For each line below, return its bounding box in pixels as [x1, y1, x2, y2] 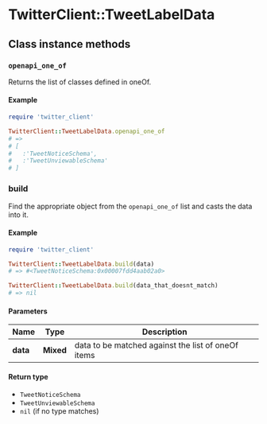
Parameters [8, 306, 48, 316]
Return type [8, 371, 49, 381]
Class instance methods [8, 37, 131, 51]
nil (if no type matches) [19, 406, 99, 416]
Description [141, 326, 188, 337]
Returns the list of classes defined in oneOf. [8, 77, 152, 87]
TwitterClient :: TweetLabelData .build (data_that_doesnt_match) [8, 282, 219, 290]
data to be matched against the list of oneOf [74, 340, 238, 351]
